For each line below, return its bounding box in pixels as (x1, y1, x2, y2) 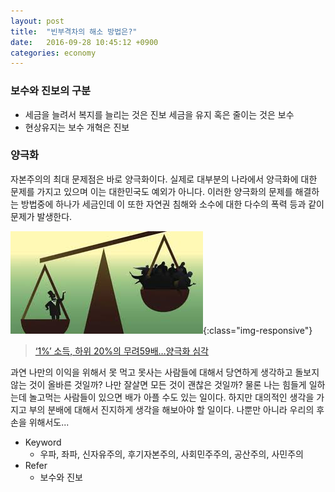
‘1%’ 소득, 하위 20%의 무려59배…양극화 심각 (34, 345, 209, 357)
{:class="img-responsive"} (203, 324, 313, 336)
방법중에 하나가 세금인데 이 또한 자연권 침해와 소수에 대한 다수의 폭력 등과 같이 (20, 198, 325, 210)
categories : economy (10, 48, 97, 58)
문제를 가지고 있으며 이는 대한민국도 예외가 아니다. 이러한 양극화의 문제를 (10, 185, 293, 197)
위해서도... (28, 416, 70, 428)
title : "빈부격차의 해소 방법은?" (10, 26, 138, 37)
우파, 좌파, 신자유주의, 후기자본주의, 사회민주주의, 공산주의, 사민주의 (39, 448, 304, 460)
